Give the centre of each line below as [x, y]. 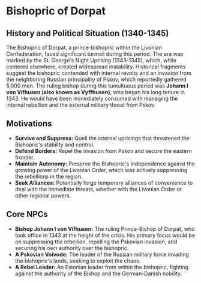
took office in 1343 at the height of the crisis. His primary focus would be [105, 235]
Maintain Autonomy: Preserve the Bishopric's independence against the [105, 164]
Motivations [29, 124]
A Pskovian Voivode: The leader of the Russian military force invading [102, 254]
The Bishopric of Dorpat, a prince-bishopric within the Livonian [84, 47]
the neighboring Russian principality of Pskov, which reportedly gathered [97, 79]
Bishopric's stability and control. [55, 144]
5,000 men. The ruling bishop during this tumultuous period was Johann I [97, 86]
